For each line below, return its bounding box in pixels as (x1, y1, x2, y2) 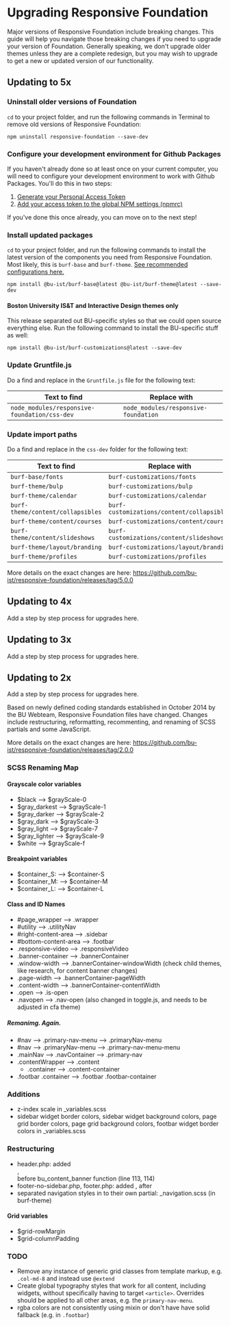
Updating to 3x (7, 634, 72, 646)
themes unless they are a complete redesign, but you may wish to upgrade (7, 49, 218, 58)
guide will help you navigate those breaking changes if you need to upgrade (7, 34, 221, 43)
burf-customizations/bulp (108, 482, 193, 490)
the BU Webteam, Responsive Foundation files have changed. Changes (7, 711, 208, 719)
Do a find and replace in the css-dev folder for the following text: (7, 445, 188, 453)
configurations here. (7, 268, 64, 276)
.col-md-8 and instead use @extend (16, 1275, 115, 1283)
